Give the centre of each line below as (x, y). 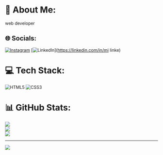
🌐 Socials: (21, 38)
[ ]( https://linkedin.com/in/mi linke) (76, 50)
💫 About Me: (31, 10)
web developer (20, 23)
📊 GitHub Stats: (38, 107)
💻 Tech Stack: (35, 70)
